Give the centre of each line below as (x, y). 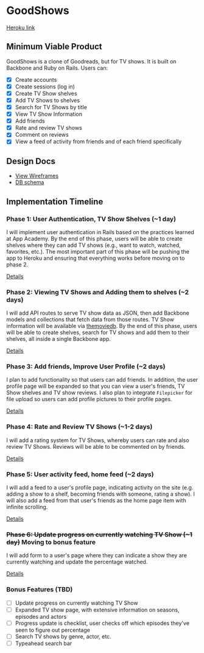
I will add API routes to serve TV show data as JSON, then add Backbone (98, 313)
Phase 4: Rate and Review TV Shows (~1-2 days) (79, 427)
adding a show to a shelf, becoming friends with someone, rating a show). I (100, 494)
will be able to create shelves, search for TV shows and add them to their (98, 332)
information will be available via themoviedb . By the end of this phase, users (102, 326)
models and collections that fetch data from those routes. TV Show (90, 319)
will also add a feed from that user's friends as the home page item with (97, 501)
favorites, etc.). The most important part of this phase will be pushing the (98, 251)
